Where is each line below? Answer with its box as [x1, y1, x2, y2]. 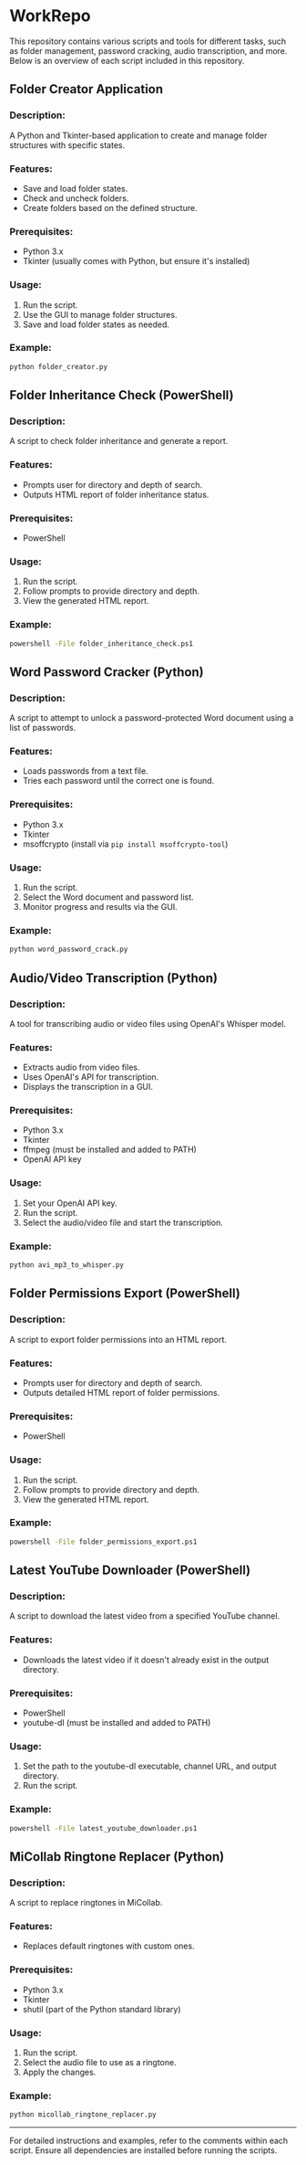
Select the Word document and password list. [22, 892, 194, 903]
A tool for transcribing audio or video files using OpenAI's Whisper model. [9, 1018, 287, 1029]
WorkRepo [9, 5, 91, 26]
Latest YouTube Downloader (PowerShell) [9, 1563, 251, 1579]
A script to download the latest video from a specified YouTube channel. [9, 1611, 280, 1621]
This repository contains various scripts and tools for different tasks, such [9, 36, 287, 47]
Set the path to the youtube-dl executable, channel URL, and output [22, 1760, 277, 1772]
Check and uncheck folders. [22, 193, 129, 204]
